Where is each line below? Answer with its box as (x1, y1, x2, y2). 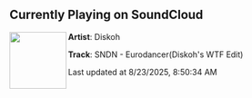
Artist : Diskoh (67, 31, 121, 42)
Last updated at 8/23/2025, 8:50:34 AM (67, 66, 218, 77)
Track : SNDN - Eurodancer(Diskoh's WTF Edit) (67, 49, 244, 60)
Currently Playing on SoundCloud (9, 7, 204, 23)
